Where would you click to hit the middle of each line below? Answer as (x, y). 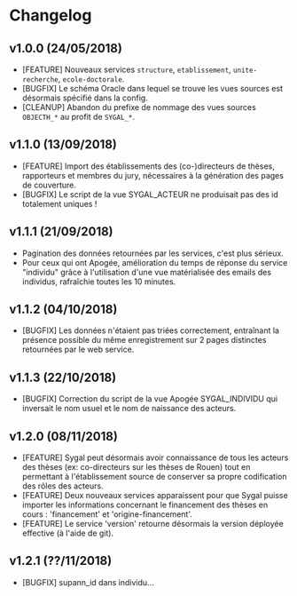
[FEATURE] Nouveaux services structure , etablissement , (127, 69)
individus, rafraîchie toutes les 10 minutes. (99, 282)
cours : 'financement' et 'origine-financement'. (107, 514)
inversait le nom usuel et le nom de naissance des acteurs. (129, 409)
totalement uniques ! (59, 203)
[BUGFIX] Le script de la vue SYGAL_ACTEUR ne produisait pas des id (150, 194)
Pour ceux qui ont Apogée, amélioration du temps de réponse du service (155, 262)
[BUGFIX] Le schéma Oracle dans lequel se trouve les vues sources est (152, 88)
